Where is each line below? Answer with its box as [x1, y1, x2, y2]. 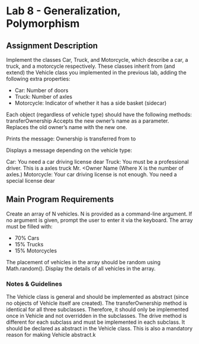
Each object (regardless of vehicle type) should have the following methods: [6, 111, 192, 118]
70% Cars [14, 234, 40, 242]
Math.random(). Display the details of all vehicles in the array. [6, 265, 156, 272]
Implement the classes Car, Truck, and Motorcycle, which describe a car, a [6, 57, 188, 63]
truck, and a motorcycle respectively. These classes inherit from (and [6, 62, 175, 70]
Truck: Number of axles [14, 93, 73, 100]
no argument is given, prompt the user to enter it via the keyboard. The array [6, 216, 193, 224]
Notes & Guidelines [6, 280, 62, 288]
